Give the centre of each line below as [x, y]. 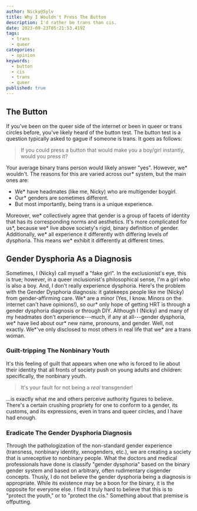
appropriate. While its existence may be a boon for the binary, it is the [90, 483]
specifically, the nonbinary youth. [46, 376]
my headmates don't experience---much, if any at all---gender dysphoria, [96, 317]
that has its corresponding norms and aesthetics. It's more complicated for [96, 222]
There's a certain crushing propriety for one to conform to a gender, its [92, 405]
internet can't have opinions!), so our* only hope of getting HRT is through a [98, 304]
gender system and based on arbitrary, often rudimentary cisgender [89, 470]
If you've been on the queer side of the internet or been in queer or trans [94, 126]
